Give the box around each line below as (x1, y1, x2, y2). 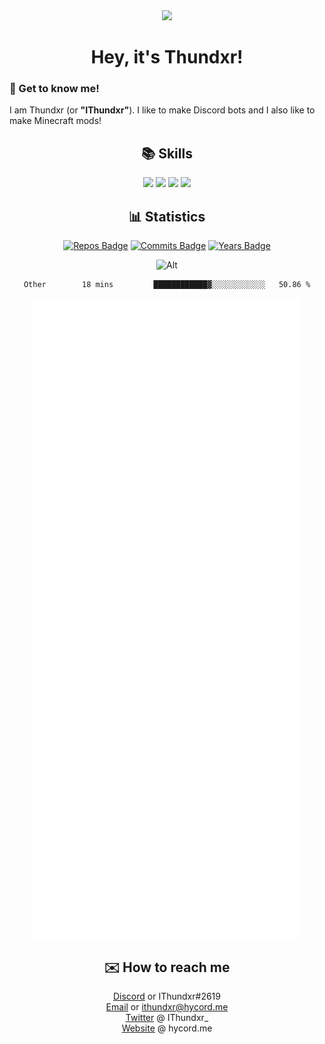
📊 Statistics (128, 208, 206, 225)
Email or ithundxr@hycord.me (105, 1000, 229, 1013)
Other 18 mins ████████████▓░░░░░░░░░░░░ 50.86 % (23, 280, 311, 290)
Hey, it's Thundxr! (90, 46, 244, 69)
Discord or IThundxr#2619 (112, 990, 221, 1002)
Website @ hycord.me (121, 1022, 213, 1034)
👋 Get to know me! (9, 82, 100, 96)
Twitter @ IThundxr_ (125, 1011, 209, 1023)
